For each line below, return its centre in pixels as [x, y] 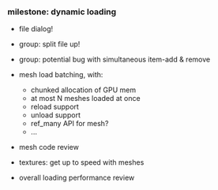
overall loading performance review [77, 178]
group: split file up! [49, 44]
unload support [55, 115]
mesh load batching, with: [61, 75]
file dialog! [36, 29]
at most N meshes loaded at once [85, 99]
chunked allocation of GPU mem [83, 90]
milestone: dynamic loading [62, 12]
